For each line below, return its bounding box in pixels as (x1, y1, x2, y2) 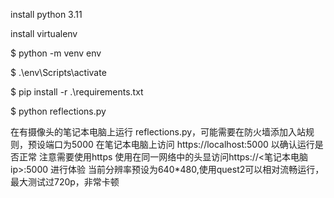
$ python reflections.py (10, 105, 107, 117)
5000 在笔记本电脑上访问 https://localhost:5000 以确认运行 (71, 139, 315, 150)
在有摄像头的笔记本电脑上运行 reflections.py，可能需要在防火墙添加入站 (10, 126, 307, 138)
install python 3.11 (10, 9, 83, 20)
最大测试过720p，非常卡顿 (10, 176, 120, 188)
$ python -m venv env (10, 47, 102, 59)
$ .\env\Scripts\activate (10, 67, 107, 78)
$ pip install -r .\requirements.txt (10, 86, 144, 98)
